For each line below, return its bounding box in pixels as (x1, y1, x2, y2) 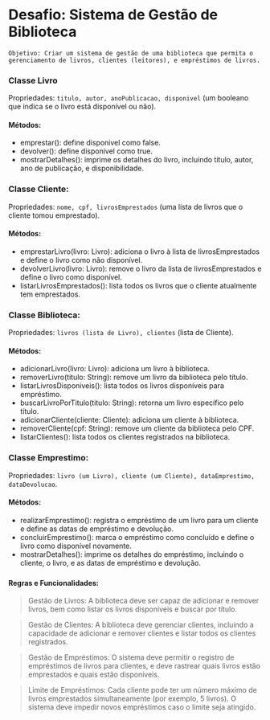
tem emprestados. (19, 289, 81, 299)
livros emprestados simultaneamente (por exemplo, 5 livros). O (27, 693, 237, 704)
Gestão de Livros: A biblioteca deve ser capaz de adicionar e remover (27, 596, 260, 606)
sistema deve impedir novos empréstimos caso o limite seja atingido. (27, 702, 256, 712)
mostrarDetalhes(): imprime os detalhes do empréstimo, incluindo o (19, 549, 244, 559)
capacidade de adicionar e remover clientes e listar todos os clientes (27, 628, 256, 638)
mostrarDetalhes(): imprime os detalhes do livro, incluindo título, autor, (19, 155, 254, 165)
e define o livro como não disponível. (19, 255, 143, 264)
